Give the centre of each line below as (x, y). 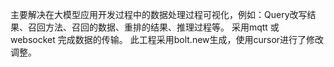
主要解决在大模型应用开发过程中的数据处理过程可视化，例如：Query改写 (159, 14)
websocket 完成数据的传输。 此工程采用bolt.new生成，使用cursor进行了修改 (167, 39)
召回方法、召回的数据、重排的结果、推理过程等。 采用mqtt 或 (153, 27)
